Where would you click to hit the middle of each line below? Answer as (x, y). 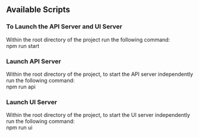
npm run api (21, 87)
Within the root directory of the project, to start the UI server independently (98, 115)
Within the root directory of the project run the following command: (88, 39)
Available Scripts (38, 10)
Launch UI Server (32, 102)
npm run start (23, 46)
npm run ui (19, 128)
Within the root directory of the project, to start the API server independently (100, 74)
